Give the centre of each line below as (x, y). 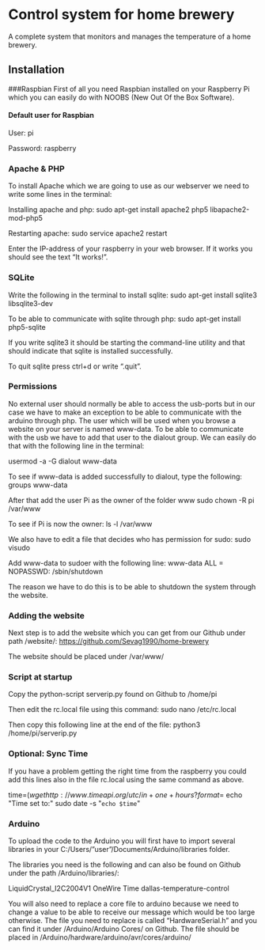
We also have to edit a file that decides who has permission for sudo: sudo (130, 539)
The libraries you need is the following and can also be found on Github (125, 865)
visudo (19, 547)
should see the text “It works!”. (58, 257)
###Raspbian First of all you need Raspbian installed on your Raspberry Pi (129, 89)
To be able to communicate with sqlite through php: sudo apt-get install (125, 319)
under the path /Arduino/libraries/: (64, 873)
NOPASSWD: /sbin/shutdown (56, 571)
